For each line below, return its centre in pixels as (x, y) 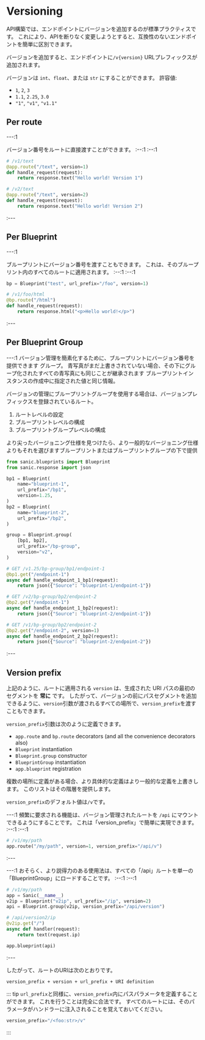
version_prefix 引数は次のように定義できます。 (65, 724)
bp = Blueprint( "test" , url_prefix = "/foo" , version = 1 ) (77, 283)
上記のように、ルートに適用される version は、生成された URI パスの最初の (101, 688)
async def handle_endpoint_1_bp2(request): (63, 608)
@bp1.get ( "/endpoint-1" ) (38, 574)
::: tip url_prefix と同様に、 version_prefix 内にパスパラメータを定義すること (102, 994)
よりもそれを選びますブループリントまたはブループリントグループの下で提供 (102, 450)
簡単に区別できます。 (49, 44)
